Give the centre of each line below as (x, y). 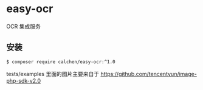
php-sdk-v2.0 (24, 80)
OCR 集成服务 (23, 26)
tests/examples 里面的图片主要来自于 (53, 74)
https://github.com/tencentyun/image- (149, 74)
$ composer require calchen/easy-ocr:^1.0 (61, 62)
